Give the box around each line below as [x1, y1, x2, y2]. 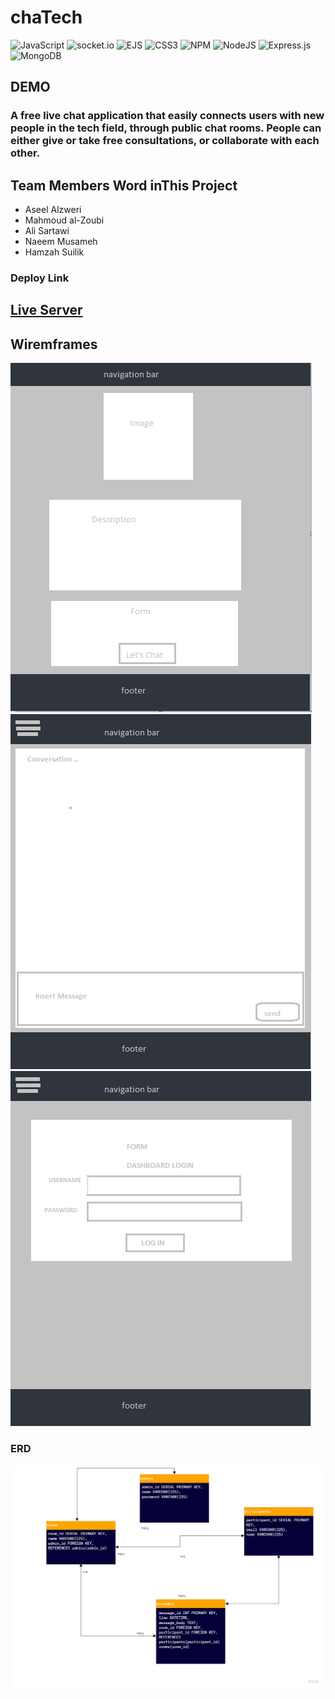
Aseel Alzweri [24, 204, 82, 216]
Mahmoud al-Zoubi [24, 214, 105, 226]
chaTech [10, 6, 83, 29]
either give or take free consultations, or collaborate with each [10, 134, 320, 148]
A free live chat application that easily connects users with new [10, 109, 325, 123]
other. [10, 146, 41, 160]
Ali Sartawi [24, 225, 70, 237]
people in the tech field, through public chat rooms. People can [10, 121, 322, 135]
